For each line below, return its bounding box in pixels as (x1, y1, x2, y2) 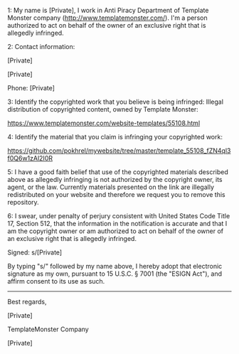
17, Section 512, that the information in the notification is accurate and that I (7, 220, 228, 227)
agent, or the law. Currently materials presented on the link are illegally (7, 183, 215, 191)
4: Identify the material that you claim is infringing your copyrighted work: (7, 133, 223, 141)
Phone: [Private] (7, 84, 55, 92)
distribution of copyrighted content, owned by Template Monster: (7, 105, 199, 113)
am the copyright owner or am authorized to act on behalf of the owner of (7, 227, 224, 235)
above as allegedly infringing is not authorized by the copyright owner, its (7, 176, 223, 183)
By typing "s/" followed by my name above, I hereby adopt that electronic (7, 262, 223, 270)
